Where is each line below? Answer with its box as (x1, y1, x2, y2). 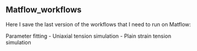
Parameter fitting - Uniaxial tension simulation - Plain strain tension (5, 32, 172, 40)
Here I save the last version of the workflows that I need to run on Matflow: (5, 20, 191, 28)
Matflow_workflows (5, 5, 82, 15)
